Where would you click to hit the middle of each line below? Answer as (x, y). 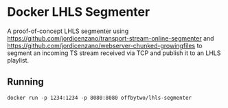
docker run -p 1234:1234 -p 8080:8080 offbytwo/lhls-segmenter (100, 98)
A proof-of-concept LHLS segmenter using (68, 31)
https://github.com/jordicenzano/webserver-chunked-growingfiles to (105, 45)
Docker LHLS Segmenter (79, 12)
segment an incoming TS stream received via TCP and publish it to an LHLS (114, 53)
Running (26, 82)
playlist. (18, 60)
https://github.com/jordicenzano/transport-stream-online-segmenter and (111, 38)
